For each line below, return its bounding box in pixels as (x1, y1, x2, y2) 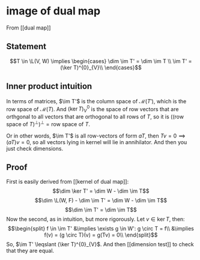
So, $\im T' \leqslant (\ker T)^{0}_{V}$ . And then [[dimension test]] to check (6, 241, 194, 248)
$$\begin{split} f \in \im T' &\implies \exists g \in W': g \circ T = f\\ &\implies (8, 225, 194, 232)
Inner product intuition (6, 81, 92, 91)
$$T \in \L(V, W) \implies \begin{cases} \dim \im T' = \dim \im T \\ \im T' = (10, 57, 192, 64)
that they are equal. (6, 247, 55, 255)
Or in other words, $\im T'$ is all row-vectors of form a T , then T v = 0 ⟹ (6, 132, 186, 139)
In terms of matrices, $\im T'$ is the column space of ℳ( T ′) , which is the (6, 97, 187, 104)
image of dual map (6, 4, 101, 18)
